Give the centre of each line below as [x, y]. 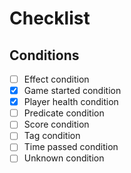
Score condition [56, 124]
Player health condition [71, 102]
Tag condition [52, 136]
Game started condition [72, 91]
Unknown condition [64, 158]
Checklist [50, 18]
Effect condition [56, 79]
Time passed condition [71, 147]
